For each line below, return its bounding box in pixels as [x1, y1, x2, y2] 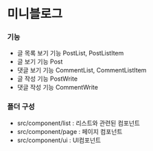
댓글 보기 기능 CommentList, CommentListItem [16, 66, 147, 74]
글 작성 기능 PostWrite [16, 74, 78, 83]
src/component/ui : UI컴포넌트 [16, 136, 102, 144]
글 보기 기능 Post [16, 57, 63, 66]
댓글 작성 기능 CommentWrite [16, 83, 98, 92]
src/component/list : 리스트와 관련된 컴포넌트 [16, 119, 141, 127]
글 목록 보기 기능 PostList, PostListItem [16, 49, 124, 57]
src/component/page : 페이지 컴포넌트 [16, 127, 123, 135]
